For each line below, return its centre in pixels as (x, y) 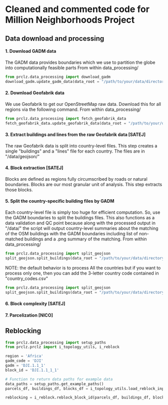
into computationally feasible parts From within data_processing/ (72, 67)
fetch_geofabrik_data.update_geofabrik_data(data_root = (66, 123)
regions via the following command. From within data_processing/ (73, 109)
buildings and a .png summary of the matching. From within (85, 239)
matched (14, 239)
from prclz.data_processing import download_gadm (58, 77)
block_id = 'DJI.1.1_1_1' (32, 370)
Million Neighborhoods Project (70, 20)
